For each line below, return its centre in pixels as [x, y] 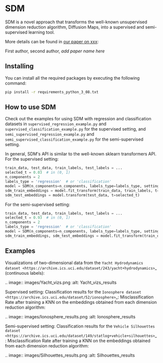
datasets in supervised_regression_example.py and [56, 124]
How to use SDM [31, 107]
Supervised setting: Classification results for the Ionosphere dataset [73, 292]
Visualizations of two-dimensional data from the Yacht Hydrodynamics [74, 263]
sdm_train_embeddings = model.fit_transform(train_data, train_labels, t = [82, 190]
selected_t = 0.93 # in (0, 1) [38, 218]
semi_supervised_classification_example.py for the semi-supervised [74, 139]
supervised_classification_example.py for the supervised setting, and [75, 129]
